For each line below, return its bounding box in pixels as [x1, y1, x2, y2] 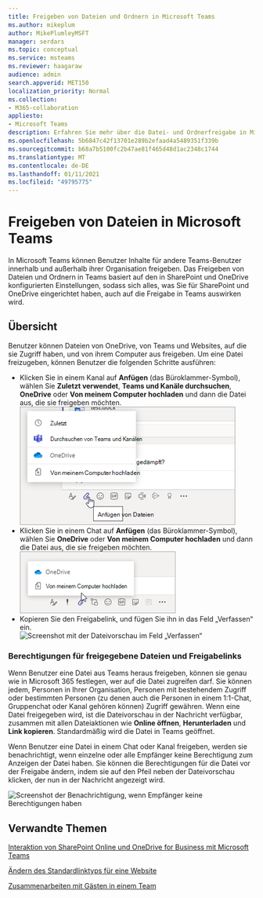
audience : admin [8, 71, 61, 78]
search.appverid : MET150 [8, 78, 89, 86]
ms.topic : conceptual [8, 46, 79, 54]
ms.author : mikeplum [8, 20, 76, 29]
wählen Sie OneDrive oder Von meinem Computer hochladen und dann [19, 534, 253, 543]
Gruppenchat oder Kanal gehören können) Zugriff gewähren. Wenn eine [8, 702, 240, 711]
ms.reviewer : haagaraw [8, 63, 82, 71]
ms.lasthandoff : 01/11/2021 [8, 170, 100, 178]
